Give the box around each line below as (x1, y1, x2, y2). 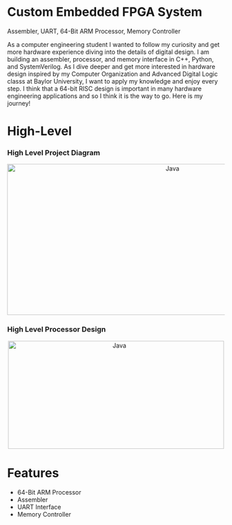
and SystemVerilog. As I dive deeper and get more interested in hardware (7, 62, 216, 70)
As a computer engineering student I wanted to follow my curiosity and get (7, 40, 220, 48)
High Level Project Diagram (7, 148, 100, 157)
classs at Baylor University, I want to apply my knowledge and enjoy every (7, 77, 218, 85)
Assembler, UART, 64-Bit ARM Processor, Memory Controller (7, 27, 181, 35)
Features (7, 465, 59, 481)
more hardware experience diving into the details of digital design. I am (7, 48, 209, 56)
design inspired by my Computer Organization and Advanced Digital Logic (7, 70, 218, 78)
